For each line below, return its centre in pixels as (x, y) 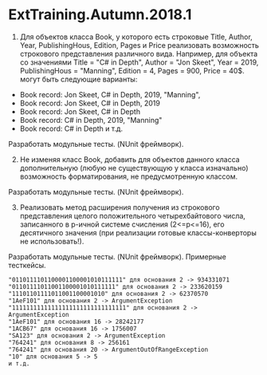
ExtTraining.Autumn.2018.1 (100, 15)
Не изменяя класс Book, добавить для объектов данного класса (130, 159)
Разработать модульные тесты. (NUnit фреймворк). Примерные (118, 256)
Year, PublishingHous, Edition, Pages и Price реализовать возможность (139, 45)
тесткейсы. (27, 265)
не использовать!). (52, 241)
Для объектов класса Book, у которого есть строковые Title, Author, (136, 37)
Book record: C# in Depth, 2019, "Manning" (91, 120)
